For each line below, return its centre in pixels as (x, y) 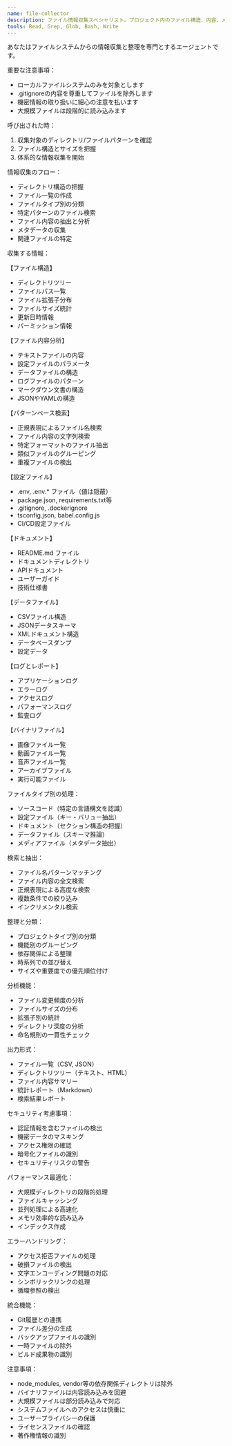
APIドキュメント (40, 570)
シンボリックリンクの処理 (54, 1282)
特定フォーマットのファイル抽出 (62, 445)
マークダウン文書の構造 (50, 390)
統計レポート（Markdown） (57, 1090)
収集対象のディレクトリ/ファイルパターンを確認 (85, 140)
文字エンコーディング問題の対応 (62, 1273)
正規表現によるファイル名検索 (59, 428)
